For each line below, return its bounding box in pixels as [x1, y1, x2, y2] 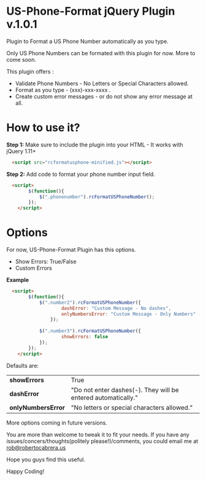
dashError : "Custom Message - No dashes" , [61, 305, 172, 311]
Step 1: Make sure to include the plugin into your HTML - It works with [6, 141, 183, 148]
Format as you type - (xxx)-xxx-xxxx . [15, 86, 111, 93]
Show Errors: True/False [15, 258, 77, 265]
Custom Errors [15, 265, 52, 272]
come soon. [6, 56, 37, 63]
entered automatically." [71, 393, 139, 402]
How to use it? [6, 121, 80, 135]
